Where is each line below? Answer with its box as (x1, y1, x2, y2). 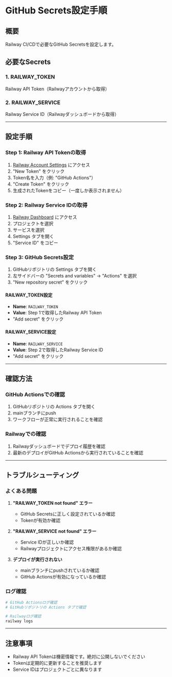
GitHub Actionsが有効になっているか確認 (20, 574, 106, 580)
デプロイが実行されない (12, 556, 62, 563)
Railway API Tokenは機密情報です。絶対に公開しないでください (12, 653, 145, 660)
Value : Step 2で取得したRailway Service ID (12, 347, 103, 353)
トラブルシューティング (5, 471, 79, 480)
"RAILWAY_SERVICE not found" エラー (12, 528, 97, 534)
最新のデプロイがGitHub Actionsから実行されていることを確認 (12, 449, 143, 455)
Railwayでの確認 (5, 430, 47, 437)
